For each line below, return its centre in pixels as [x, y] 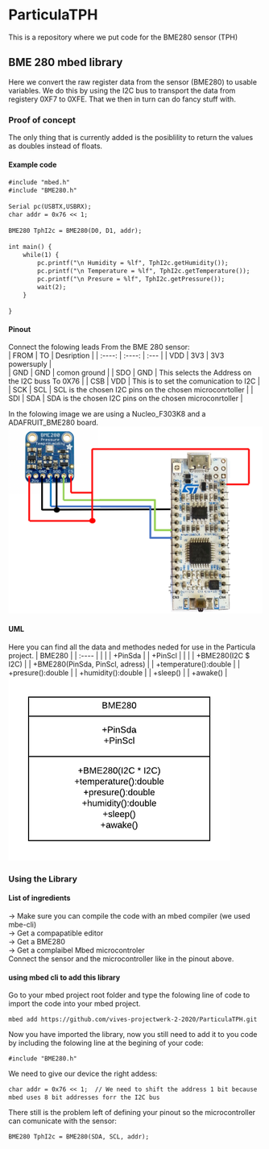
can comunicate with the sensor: [62, 1121]
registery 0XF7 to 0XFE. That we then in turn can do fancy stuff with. [122, 99]
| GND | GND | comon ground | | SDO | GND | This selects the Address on [130, 373]
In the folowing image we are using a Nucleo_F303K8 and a [107, 414]
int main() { [30, 247]
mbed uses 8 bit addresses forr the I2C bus [84, 1097]
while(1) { [41, 255]
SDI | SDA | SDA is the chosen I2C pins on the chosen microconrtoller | [126, 398]
